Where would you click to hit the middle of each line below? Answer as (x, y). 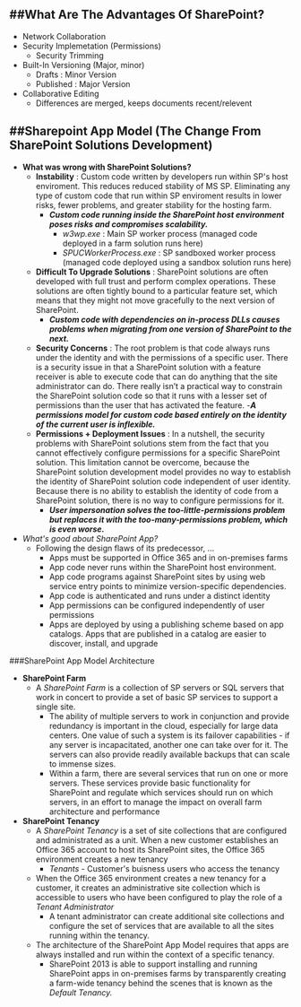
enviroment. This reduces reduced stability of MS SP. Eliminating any (163, 186)
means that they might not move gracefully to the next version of (155, 300)
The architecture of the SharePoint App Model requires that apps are (162, 944)
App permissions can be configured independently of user (157, 605)
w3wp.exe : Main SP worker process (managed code (160, 233)
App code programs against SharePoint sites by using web (157, 577)
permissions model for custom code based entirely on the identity (161, 414)
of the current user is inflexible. (95, 424)
